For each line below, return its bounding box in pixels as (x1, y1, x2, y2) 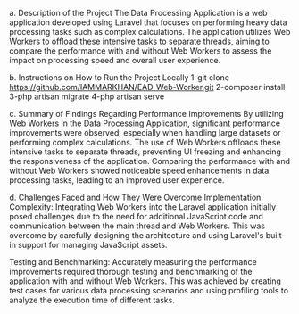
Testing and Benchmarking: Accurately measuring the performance (9, 257, 257, 267)
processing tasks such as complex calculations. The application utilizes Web (9, 27, 291, 37)
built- (265, 230, 286, 240)
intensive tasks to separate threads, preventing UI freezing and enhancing (9, 146, 281, 157)
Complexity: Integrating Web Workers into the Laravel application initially (9, 202, 277, 212)
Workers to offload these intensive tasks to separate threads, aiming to (9, 36, 270, 46)
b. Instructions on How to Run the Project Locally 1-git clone (9, 72, 230, 83)
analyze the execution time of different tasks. (9, 294, 176, 305)
